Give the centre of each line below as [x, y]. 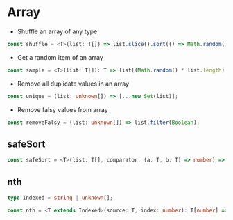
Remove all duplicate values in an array [73, 84]
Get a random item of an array [60, 57]
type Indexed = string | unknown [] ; [60, 198]
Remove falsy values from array [63, 109]
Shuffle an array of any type [57, 31]
